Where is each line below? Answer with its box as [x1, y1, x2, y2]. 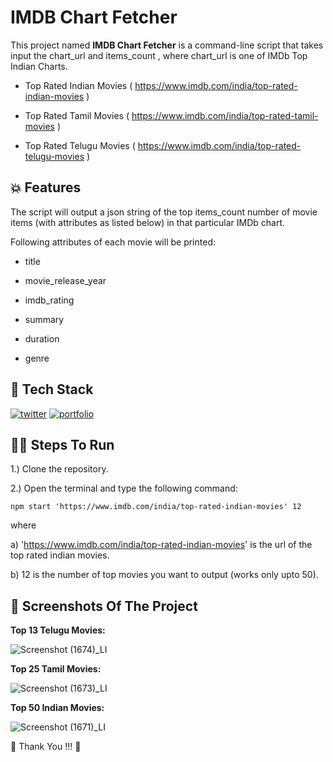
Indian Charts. [10, 60, 68, 72]
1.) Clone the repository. [10, 463, 109, 475]
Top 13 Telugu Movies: [10, 624, 106, 636]
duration [24, 332, 60, 345]
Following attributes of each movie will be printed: [10, 236, 216, 248]
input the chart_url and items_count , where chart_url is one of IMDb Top [10, 49, 308, 61]
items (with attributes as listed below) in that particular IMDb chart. [10, 216, 286, 228]
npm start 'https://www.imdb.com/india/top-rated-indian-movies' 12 [10, 502, 302, 512]
